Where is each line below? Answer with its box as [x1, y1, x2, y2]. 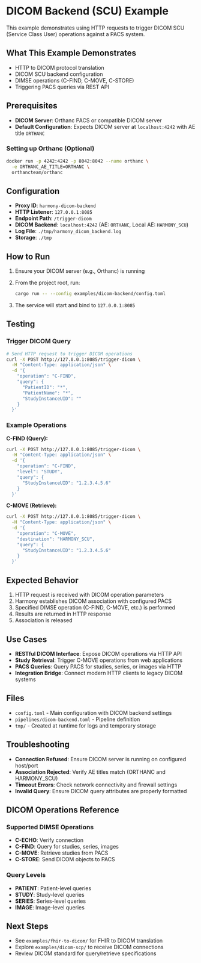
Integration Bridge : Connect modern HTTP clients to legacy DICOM [14, 669, 183, 676]
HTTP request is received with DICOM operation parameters [14, 591, 164, 599]
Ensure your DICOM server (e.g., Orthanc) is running [14, 267, 145, 275]
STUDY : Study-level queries [14, 891, 85, 898]
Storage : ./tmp [14, 234, 52, 242]
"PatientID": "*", [22, 384, 68, 390]
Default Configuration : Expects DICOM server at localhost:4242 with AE [14, 123, 196, 130]
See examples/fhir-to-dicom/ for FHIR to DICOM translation [14, 937, 163, 944]
